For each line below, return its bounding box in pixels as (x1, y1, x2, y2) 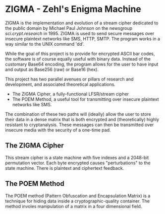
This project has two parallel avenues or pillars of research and (5, 76, 134, 82)
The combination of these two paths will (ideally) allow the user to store (5, 111, 151, 117)
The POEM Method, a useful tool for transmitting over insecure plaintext (12, 96, 160, 102)
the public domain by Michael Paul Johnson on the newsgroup (5, 25, 133, 31)
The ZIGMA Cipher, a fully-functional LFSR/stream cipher (12, 91, 129, 97)
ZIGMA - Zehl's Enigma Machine (5, 3, 141, 15)
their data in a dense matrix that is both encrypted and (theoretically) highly (5, 116, 160, 122)
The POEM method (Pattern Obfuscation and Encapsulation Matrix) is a (5, 193, 151, 199)
